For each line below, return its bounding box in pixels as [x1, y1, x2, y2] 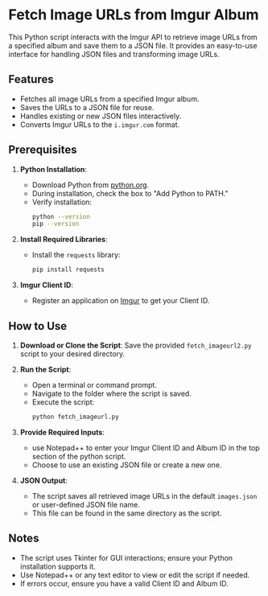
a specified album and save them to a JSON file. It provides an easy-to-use [8, 40, 258, 50]
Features [8, 72, 54, 86]
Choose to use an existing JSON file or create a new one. [31, 460, 222, 470]
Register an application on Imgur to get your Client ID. [31, 296, 210, 306]
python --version [31, 212, 91, 220]
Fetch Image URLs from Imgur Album [8, 6, 259, 24]
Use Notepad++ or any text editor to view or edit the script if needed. [19, 569, 250, 580]
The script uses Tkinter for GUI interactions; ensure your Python [19, 553, 233, 562]
